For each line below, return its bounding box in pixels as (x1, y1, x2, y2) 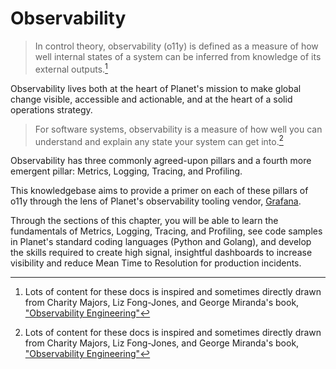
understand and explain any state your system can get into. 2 (34, 133, 284, 147)
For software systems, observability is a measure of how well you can (34, 123, 323, 135)
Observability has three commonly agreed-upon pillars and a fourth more (10, 155, 312, 167)
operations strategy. (10, 103, 93, 116)
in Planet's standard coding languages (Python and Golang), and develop (10, 236, 312, 248)
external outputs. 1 (34, 61, 108, 75)
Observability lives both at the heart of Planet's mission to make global (10, 82, 302, 94)
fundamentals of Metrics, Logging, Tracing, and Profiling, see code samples (10, 225, 323, 237)
